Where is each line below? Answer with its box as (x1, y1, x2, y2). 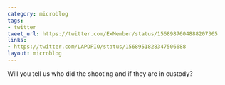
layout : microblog (7, 50, 62, 57)
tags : (7, 17, 23, 24)
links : (7, 37, 27, 44)
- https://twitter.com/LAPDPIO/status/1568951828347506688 (7, 43, 187, 50)
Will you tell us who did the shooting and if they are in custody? (7, 69, 194, 78)
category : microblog (7, 10, 69, 18)
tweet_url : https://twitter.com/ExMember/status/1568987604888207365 (7, 30, 219, 38)
